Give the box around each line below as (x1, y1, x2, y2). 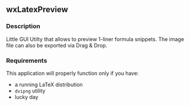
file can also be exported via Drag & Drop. (6, 42, 108, 49)
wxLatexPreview (6, 5, 68, 15)
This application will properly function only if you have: (6, 70, 139, 77)
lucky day (14, 93, 39, 100)
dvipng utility (14, 87, 46, 94)
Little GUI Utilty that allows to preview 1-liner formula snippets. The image (6, 35, 184, 43)
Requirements (6, 56, 48, 64)
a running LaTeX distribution (14, 81, 84, 88)
